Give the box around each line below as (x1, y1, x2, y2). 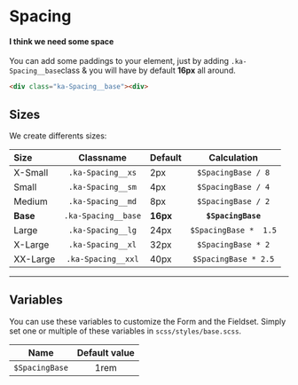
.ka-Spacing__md (67, 197, 137, 207)
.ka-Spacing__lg (67, 225, 137, 236)
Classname (78, 152, 127, 164)
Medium (13, 195, 48, 208)
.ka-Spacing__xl (67, 240, 137, 250)
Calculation (208, 152, 259, 164)
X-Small (13, 167, 49, 179)
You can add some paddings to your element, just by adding (9, 56, 229, 67)
